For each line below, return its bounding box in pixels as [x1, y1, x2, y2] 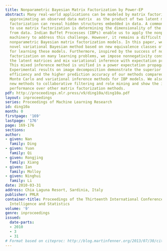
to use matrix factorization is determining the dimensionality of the [9, 26, 162, 31]
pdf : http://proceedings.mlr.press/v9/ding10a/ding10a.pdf [5, 90, 130, 95]
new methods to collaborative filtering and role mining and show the [9, 81, 159, 86]
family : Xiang [9, 160, 39, 165]
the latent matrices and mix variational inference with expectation [9, 58, 157, 63]
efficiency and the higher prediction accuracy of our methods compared [9, 72, 164, 77]
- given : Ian [5, 165, 32, 169]
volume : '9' [5, 206, 30, 211]
